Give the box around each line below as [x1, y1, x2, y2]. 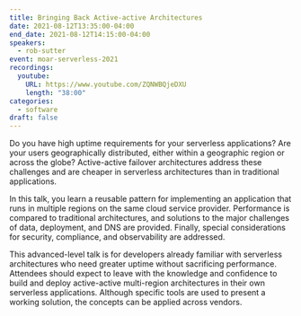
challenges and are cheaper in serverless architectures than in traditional [9, 167, 280, 178]
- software [17, 105, 58, 114]
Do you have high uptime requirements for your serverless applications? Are [9, 138, 292, 149]
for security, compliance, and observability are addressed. [9, 232, 226, 242]
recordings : [9, 64, 54, 73]
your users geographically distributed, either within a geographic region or [9, 147, 285, 158]
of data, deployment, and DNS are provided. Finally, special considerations [9, 222, 286, 233]
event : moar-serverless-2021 [9, 55, 119, 64]
